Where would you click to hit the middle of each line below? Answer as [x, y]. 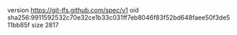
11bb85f [19, 25]
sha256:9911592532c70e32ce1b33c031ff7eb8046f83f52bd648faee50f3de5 [119, 17]
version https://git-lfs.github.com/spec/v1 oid [73, 10]
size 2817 [45, 25]
